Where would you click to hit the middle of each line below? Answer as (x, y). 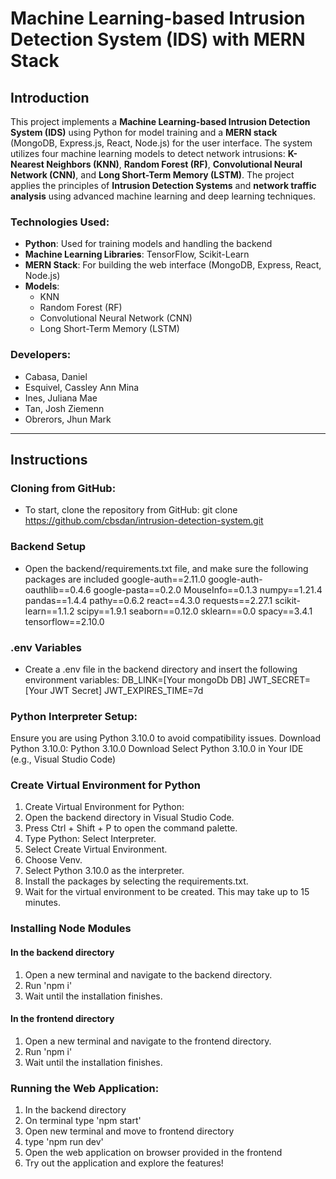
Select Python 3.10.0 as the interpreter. (104, 871)
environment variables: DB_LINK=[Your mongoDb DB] (135, 679)
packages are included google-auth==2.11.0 (115, 579)
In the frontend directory (62, 1019)
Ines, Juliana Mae (61, 398)
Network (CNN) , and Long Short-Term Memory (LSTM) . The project (152, 175)
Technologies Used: (60, 222)
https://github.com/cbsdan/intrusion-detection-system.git (144, 521)
